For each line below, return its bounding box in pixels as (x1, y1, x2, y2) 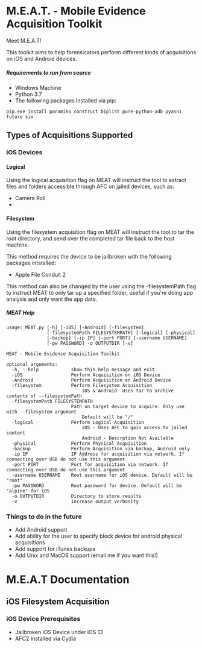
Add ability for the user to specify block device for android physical (14, 532, 183, 539)
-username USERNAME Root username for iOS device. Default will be (11, 472, 193, 478)
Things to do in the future (6, 512, 83, 521)
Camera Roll (14, 195, 46, 202)
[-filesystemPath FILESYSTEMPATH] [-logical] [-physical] (46, 330, 196, 336)
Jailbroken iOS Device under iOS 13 (14, 628, 104, 635)
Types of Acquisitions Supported (6, 130, 133, 140)
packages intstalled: (6, 259, 56, 266)
